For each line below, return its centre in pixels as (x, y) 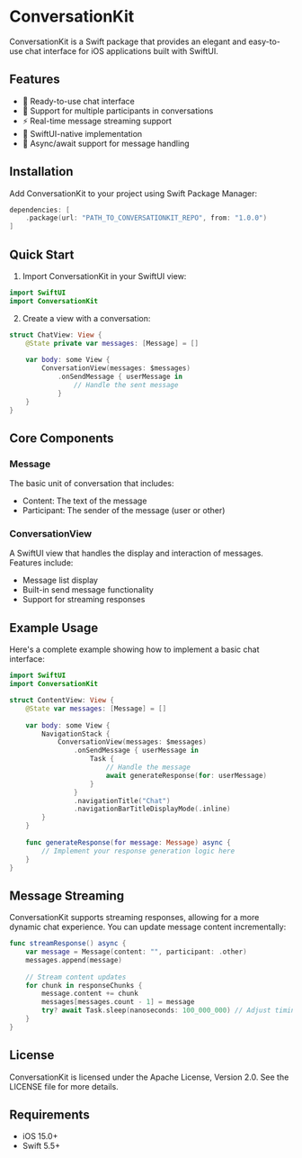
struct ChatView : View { (56, 335)
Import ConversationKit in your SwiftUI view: (104, 276)
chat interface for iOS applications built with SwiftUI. (121, 50)
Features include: (41, 563)
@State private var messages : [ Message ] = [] (112, 343)
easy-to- (265, 41)
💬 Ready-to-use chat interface (78, 101)
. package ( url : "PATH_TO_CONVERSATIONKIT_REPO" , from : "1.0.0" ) (147, 218)
